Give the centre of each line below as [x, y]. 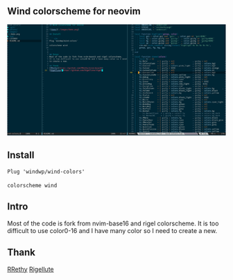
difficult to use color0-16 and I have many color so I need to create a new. [112, 230]
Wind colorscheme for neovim [74, 11]
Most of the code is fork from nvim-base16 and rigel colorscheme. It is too [113, 223]
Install [21, 155]
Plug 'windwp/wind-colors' [46, 172]
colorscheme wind [32, 186]
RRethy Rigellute [31, 269]
